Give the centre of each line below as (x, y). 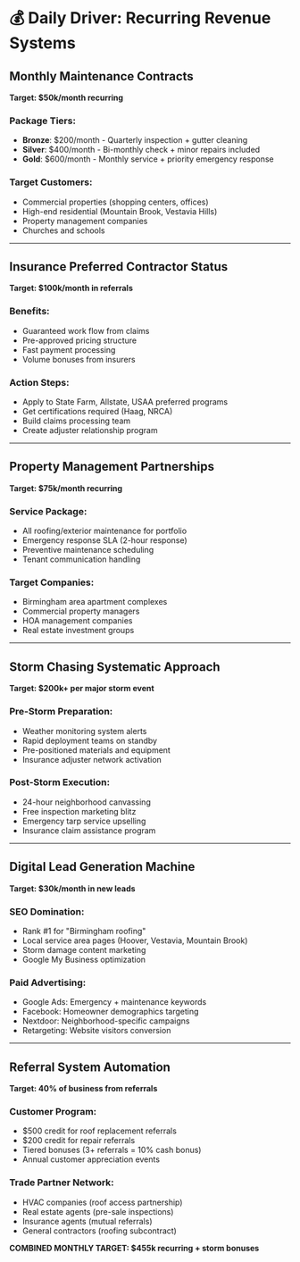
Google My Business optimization (83, 959)
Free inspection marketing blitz (79, 811)
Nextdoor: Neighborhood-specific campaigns (106, 1021)
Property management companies (85, 221)
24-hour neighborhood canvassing (87, 802)
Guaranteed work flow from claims (86, 330)
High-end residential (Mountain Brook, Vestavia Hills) (120, 211)
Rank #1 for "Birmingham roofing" (84, 931)
